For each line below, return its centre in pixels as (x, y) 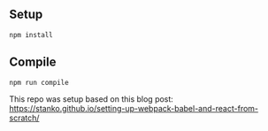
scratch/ (24, 118)
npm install (31, 35)
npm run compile (39, 82)
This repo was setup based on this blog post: (92, 99)
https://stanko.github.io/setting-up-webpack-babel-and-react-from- (134, 108)
